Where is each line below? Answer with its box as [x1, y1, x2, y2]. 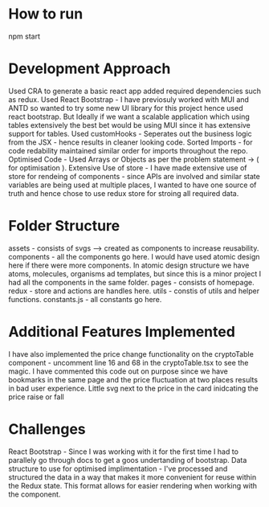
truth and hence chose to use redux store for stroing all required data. [8, 188, 239, 198]
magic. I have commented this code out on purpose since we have [8, 366, 229, 376]
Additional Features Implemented [8, 323, 235, 341]
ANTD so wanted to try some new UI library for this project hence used [8, 103, 243, 112]
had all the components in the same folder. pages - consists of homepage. [8, 277, 255, 287]
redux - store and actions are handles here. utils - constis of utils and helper [8, 286, 259, 296]
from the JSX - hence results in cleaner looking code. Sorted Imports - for [8, 137, 253, 147]
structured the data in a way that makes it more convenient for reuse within [8, 472, 257, 482]
